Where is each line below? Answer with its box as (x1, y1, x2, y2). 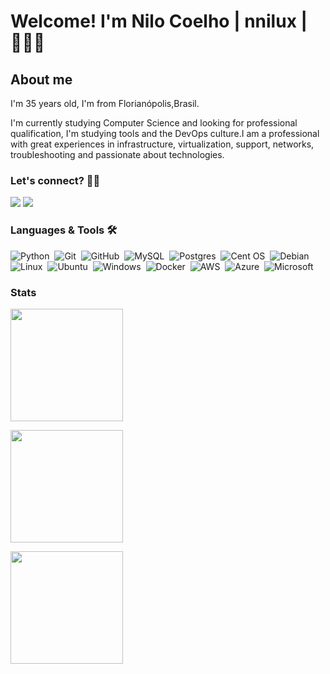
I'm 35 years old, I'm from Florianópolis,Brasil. (10, 98, 200, 109)
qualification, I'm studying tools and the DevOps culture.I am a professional (10, 128, 320, 139)
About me (10, 71, 73, 88)
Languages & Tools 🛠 (10, 223, 118, 237)
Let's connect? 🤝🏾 (10, 173, 101, 187)
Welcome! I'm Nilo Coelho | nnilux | (10, 10, 308, 33)
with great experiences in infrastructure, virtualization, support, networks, (10, 138, 315, 150)
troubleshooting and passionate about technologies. (10, 149, 225, 160)
